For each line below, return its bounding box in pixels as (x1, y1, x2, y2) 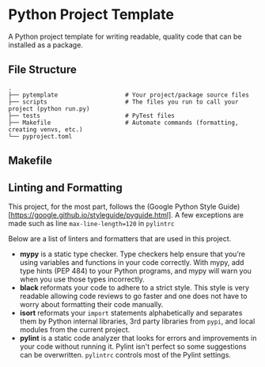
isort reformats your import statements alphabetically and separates (19, 308, 243, 317)
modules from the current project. (19, 324, 131, 334)
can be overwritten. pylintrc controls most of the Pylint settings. (19, 350, 232, 359)
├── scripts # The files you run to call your (8, 97, 239, 106)
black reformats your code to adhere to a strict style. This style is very (19, 282, 250, 292)
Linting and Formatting (8, 180, 123, 195)
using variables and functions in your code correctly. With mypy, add (19, 257, 244, 267)
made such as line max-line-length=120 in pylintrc (8, 218, 175, 228)
